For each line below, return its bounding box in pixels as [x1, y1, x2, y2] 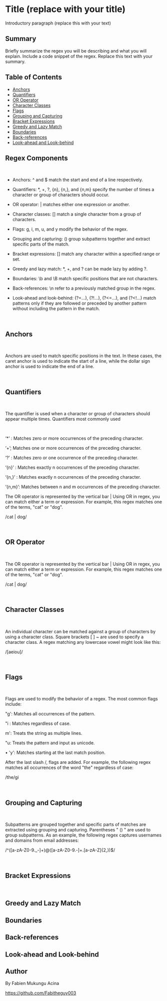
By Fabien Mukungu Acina [5, 980, 59, 986]
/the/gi [5, 774, 19, 780]
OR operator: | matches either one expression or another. [12, 202, 130, 208]
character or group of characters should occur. [12, 192, 109, 198]
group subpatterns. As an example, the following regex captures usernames [5, 832, 161, 838]
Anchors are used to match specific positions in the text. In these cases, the [5, 353, 161, 359]
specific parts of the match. [12, 241, 69, 247]
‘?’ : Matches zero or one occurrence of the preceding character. [5, 455, 138, 461]
